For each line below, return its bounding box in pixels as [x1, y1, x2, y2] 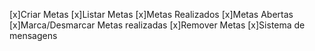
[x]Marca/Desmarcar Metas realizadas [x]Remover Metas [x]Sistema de [9, 19, 306, 31]
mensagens [9, 30, 58, 41]
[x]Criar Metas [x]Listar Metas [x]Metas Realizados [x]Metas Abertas [9, 9, 294, 20]
